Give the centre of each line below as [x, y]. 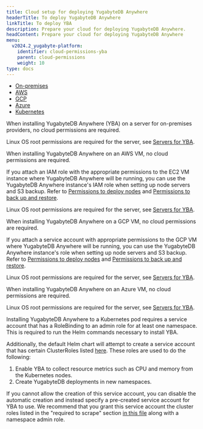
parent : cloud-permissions [51, 57]
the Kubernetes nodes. [44, 375]
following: [19, 357]
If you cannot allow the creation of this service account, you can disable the [101, 394]
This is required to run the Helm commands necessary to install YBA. [92, 332]
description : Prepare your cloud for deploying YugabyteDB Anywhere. [96, 29]
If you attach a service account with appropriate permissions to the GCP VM [102, 240]
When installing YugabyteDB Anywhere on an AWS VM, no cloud [87, 154]
